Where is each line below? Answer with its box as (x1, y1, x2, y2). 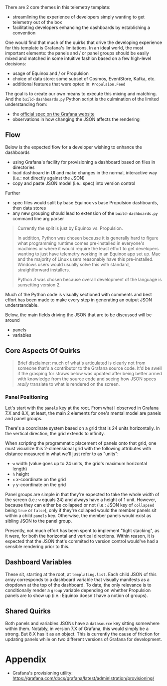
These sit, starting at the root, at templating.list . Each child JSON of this (5, 571, 157, 577)
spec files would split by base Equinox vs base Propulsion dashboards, (12, 199, 159, 205)
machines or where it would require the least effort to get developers (17, 245, 159, 251)
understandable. (5, 302, 39, 308)
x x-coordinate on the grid (12, 476, 66, 482)
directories (12, 164, 35, 170)
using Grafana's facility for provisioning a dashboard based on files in (12, 159, 156, 165)
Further (5, 190, 20, 196)
